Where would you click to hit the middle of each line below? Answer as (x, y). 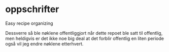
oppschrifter (32, 9)
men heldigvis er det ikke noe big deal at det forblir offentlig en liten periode (84, 38)
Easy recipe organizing (29, 23)
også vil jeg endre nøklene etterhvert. (44, 43)
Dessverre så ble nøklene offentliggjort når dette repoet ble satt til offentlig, (84, 33)
